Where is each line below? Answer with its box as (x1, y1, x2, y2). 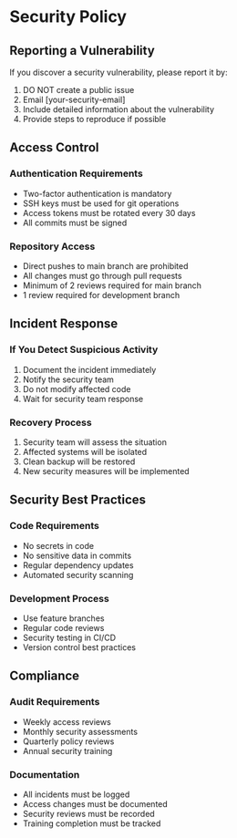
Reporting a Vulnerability (9, 43, 155, 58)
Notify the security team (22, 374, 114, 385)
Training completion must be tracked (22, 818, 161, 829)
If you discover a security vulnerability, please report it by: (9, 67, 228, 78)
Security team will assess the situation (22, 436, 167, 448)
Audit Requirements (9, 696, 100, 709)
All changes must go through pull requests (22, 270, 182, 281)
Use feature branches (22, 613, 105, 624)
